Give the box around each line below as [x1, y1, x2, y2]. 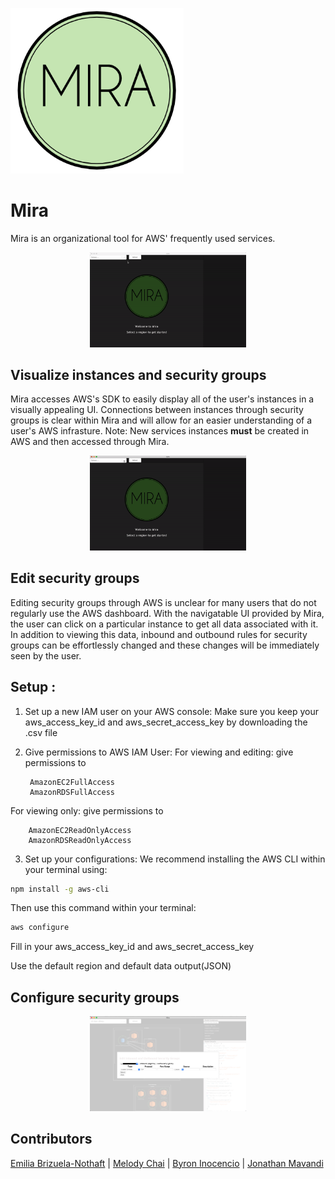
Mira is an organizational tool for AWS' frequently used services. [10, 232, 276, 244]
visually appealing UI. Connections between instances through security [10, 404, 304, 416]
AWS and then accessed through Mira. [10, 436, 170, 448]
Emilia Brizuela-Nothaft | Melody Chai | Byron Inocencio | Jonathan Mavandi [10, 1157, 324, 1169]
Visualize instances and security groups [10, 366, 267, 383]
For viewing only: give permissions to [10, 804, 164, 817]
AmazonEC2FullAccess [29, 777, 115, 787]
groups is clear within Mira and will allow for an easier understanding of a [10, 414, 313, 427]
